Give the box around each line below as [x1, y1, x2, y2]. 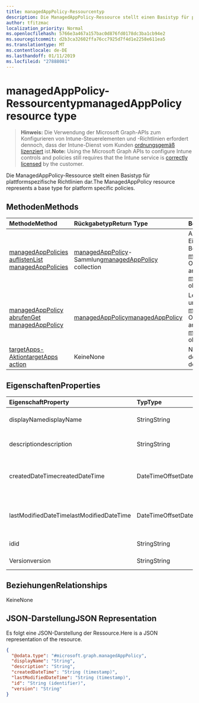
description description [9, 440, 72, 449]
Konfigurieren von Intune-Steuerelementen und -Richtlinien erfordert [20, 135, 188, 143]
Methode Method [9, 219, 57, 228]
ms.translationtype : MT [6, 42, 65, 48]
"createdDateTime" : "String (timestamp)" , [11, 669, 118, 675]
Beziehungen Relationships [6, 581, 108, 591]
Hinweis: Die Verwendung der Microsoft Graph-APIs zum [20, 129, 161, 136]
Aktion [9, 353, 27, 361]
